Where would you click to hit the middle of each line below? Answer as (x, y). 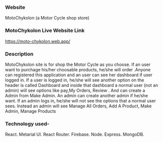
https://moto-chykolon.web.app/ (38, 41)
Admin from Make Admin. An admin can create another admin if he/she (77, 95)
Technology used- (27, 123)
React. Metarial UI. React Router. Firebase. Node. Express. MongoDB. (75, 134)
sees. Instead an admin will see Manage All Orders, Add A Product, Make (79, 106)
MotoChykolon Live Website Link (45, 31)
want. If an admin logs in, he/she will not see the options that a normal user (81, 101)
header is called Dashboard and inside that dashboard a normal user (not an (82, 85)
